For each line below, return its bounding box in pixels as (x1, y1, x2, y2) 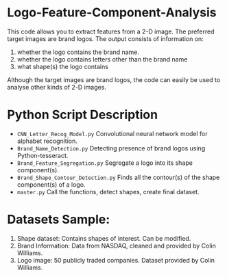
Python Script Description (7, 107, 158, 122)
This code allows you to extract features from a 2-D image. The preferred (7, 27, 215, 36)
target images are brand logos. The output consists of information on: (7, 34, 204, 42)
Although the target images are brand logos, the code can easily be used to (7, 75, 221, 83)
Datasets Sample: (7, 212, 110, 227)
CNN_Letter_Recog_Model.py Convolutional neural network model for (16, 129, 208, 137)
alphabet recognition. (16, 137, 77, 145)
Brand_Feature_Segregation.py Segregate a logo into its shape (16, 159, 193, 167)
